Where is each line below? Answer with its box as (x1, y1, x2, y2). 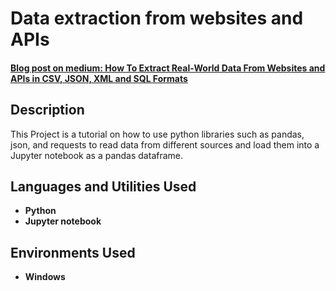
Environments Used (10, 244, 136, 261)
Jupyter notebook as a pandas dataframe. (10, 149, 184, 161)
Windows (24, 271, 66, 283)
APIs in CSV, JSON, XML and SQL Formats (10, 72, 188, 84)
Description (10, 102, 85, 119)
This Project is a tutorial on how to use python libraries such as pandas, (10, 128, 305, 140)
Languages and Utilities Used (10, 178, 197, 195)
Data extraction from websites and (10, 7, 304, 30)
